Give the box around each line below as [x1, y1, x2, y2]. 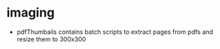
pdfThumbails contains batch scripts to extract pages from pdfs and [16, 28, 214, 36]
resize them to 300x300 [16, 35, 87, 43]
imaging [6, 5, 55, 21]
